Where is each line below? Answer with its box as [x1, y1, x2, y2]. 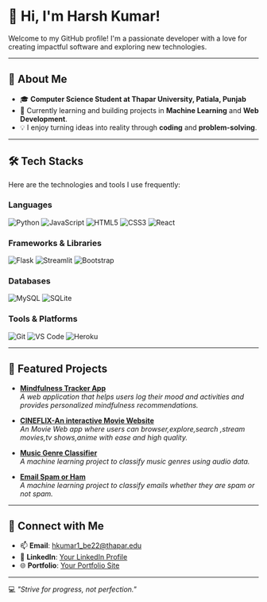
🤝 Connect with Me [8, 519, 105, 533]
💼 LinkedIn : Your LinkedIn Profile [19, 553, 128, 562]
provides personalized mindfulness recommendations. [19, 400, 199, 409]
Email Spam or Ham [19, 471, 86, 481]
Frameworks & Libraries [8, 237, 102, 248]
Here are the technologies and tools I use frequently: [8, 179, 181, 190]
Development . [19, 114, 68, 123]
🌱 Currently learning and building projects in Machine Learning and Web [19, 105, 259, 115]
